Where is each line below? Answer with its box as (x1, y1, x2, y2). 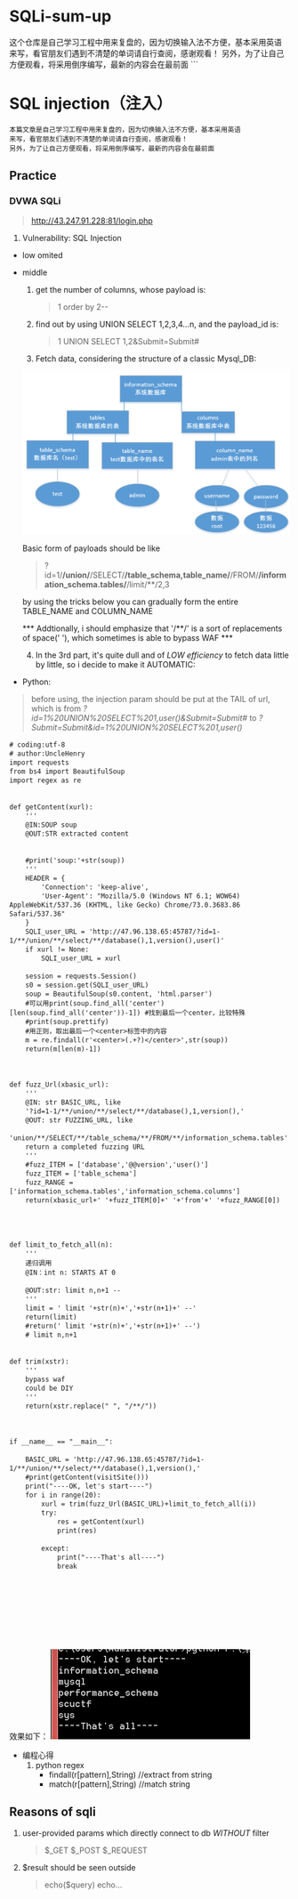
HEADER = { (25, 874, 66, 883)
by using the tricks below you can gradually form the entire (21, 596, 238, 607)
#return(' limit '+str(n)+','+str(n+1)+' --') (25, 1321, 201, 1330)
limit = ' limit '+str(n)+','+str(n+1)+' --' (25, 1304, 197, 1313)
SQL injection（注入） (9, 93, 173, 114)
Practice (9, 168, 57, 183)
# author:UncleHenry (9, 749, 86, 758)
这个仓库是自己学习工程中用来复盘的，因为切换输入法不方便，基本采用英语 (9, 36, 282, 47)
